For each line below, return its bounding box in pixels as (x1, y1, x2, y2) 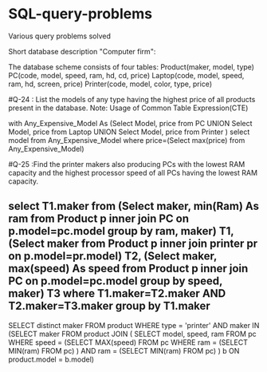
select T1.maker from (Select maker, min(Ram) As (8, 200, 260, 213)
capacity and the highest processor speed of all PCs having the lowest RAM (8, 168, 257, 177)
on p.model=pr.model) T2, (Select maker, (8, 249, 218, 263)
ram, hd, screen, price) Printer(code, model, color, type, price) (8, 79, 213, 89)
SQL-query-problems (8, 5, 153, 23)
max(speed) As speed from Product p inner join (8, 262, 249, 275)
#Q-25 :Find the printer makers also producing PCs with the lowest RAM (8, 159, 245, 168)
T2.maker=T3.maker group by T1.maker (8, 299, 211, 313)
